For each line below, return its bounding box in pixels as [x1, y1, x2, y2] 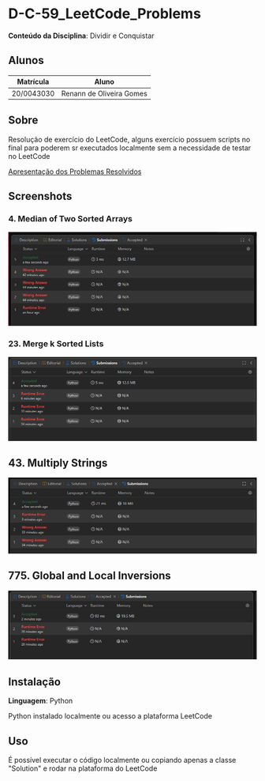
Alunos [8, 54, 45, 67]
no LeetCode [8, 151, 50, 160]
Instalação [8, 675, 62, 689]
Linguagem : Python [8, 696, 73, 706]
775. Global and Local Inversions [8, 569, 171, 583]
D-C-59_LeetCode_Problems [8, 5, 201, 23]
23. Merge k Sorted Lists [8, 338, 104, 349]
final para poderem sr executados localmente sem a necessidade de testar [8, 143, 252, 153]
